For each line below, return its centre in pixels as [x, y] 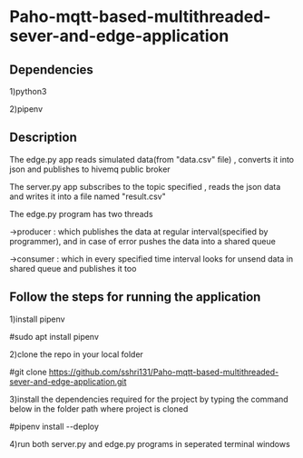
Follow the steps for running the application [135, 297]
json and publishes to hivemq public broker [90, 169]
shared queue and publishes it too [73, 268]
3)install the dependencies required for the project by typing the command [149, 399]
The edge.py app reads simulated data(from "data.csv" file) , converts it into [152, 159]
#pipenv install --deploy [54, 426]
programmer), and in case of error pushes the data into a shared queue [143, 241]
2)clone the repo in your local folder [76, 354]
